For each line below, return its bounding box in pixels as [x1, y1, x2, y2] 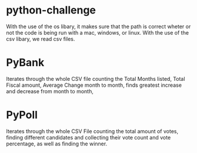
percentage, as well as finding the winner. [6, 140, 108, 147]
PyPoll [6, 108, 38, 122]
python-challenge [6, 4, 96, 17]
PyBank [6, 56, 45, 69]
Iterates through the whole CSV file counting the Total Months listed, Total [6, 75, 185, 82]
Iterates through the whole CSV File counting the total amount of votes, [6, 127, 178, 135]
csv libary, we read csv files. [6, 35, 75, 42]
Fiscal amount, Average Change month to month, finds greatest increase [6, 81, 182, 89]
